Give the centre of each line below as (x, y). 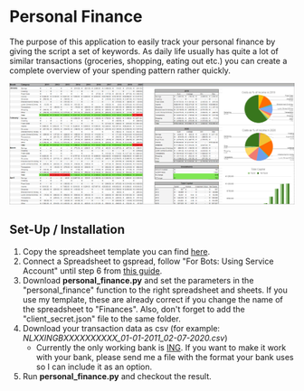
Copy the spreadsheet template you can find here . (116, 251)
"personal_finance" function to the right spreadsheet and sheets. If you (155, 290)
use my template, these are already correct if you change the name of (152, 299)
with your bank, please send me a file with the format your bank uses (165, 357)
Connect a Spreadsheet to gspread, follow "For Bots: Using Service (148, 261)
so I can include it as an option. (94, 367)
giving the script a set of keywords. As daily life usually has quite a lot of (144, 51)
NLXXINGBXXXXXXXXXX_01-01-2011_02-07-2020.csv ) (125, 338)
